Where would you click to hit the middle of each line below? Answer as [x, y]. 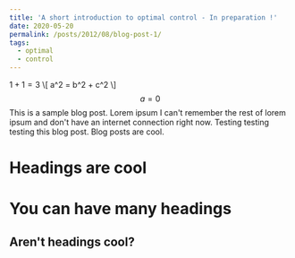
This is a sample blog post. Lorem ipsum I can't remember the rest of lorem [147, 112]
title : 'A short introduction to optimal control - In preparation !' [143, 17]
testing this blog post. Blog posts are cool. [87, 132]
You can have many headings [121, 209]
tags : [19, 43]
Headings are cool [78, 168]
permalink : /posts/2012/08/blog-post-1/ [86, 34]
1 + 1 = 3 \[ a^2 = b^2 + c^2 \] [63, 85]
